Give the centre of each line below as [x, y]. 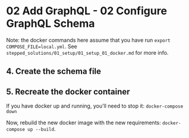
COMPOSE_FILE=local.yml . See [42, 46]
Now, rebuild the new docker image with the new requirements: [84, 123]
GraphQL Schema [51, 23]
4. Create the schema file [54, 72]
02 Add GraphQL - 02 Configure [87, 11]
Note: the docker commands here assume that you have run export [88, 40]
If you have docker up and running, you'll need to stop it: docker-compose [95, 106]
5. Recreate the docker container [68, 91]
